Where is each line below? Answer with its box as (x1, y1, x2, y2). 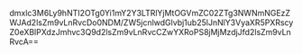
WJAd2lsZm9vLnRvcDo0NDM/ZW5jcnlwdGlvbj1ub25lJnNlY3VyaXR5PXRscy (9, 17, 294, 28)
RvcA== (9, 36, 39, 47)
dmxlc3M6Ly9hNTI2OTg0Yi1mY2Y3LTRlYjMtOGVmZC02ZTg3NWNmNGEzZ (9, 8, 291, 18)
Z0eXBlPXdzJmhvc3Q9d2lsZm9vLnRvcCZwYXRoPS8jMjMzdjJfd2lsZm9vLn (9, 27, 291, 37)
